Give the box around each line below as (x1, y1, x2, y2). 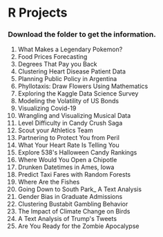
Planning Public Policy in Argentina (17, 75, 117, 83)
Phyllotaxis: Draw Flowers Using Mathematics (17, 82, 148, 91)
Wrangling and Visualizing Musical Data (17, 112, 131, 120)
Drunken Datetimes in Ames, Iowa (17, 163, 115, 171)
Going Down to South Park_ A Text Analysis (17, 185, 142, 193)
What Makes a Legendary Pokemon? (17, 45, 123, 53)
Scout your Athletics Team (17, 126, 93, 134)
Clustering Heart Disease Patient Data (17, 67, 126, 76)
